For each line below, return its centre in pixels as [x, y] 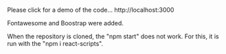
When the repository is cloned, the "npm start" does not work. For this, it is [113, 36]
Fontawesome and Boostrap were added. [65, 23]
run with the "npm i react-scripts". [55, 43]
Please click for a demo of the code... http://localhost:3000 [91, 10]
